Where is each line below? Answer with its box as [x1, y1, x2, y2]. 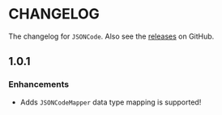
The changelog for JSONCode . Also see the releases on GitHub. [8, 31, 215, 41]
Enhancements [8, 79, 70, 90]
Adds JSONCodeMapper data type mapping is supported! [19, 97, 202, 107]
